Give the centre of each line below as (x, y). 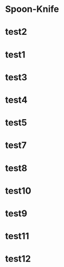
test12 (18, 259)
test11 (17, 236)
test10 (18, 191)
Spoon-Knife (32, 9)
